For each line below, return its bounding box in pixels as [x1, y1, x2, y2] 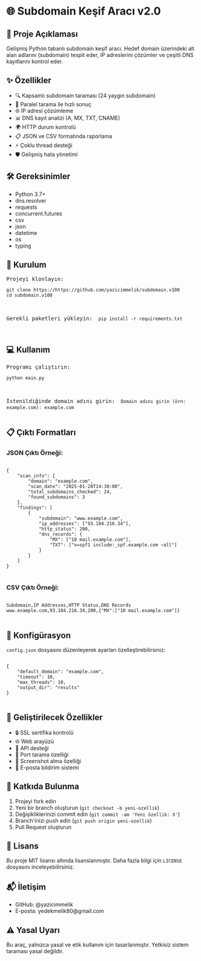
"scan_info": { [17, 472, 56, 479]
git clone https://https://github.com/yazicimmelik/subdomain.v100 [6, 287, 180, 293]
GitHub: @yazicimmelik [15, 901, 74, 908]
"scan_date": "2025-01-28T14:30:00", [28, 483, 123, 489]
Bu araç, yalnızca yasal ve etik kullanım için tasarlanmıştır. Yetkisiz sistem [6, 941, 189, 948]
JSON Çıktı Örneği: [6, 448, 64, 457]
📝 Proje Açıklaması [6, 29, 78, 39]
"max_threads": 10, [17, 679, 67, 685]
